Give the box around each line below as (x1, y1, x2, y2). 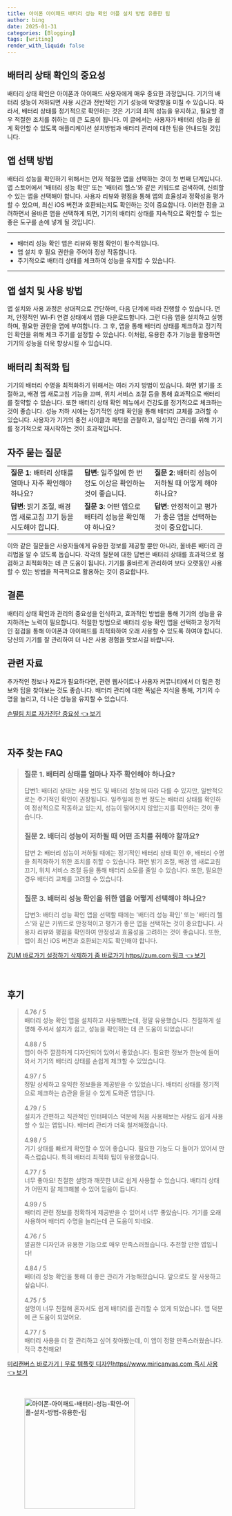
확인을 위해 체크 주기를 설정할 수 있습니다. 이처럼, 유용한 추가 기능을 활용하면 (14, 330, 221, 339)
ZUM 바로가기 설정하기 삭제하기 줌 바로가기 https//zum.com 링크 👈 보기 (7, 951, 206, 959)
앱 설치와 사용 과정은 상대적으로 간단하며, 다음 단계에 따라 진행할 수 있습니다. (7, 305, 213, 313)
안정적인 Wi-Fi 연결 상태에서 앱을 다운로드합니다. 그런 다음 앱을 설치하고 (16, 313, 211, 322)
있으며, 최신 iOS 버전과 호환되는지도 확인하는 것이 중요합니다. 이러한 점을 (21, 200, 217, 208)
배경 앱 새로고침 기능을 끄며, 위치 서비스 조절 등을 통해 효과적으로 (27, 390, 202, 398)
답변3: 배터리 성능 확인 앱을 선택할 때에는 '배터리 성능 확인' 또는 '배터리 (23, 910, 215, 919)
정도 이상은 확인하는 (84, 478, 146, 488)
